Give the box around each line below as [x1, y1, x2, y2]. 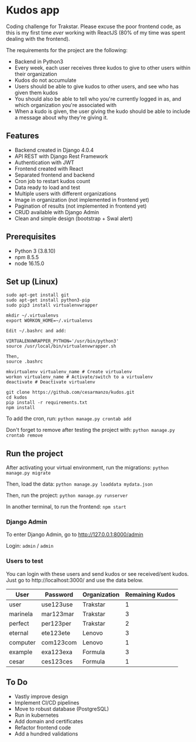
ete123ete [41, 628, 71, 637]
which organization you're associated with [14, 101, 117, 108]
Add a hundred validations [14, 730, 78, 737]
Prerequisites [6, 232, 56, 242]
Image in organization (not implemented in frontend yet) [14, 196, 149, 203]
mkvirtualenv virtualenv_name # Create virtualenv [6, 369, 132, 375]
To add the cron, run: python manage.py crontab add [6, 415, 132, 422]
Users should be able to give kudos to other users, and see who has [14, 83, 179, 90]
